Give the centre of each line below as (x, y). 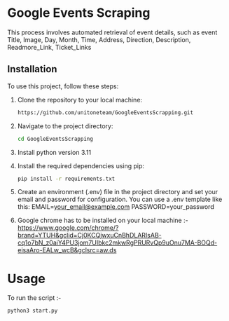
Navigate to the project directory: (65, 126)
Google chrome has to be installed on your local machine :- (103, 220)
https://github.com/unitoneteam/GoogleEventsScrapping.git (105, 112)
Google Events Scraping (79, 13)
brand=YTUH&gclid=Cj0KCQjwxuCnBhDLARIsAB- (90, 235)
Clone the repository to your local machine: (79, 100)
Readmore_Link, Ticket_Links (49, 47)
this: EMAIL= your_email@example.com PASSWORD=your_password (116, 207)
